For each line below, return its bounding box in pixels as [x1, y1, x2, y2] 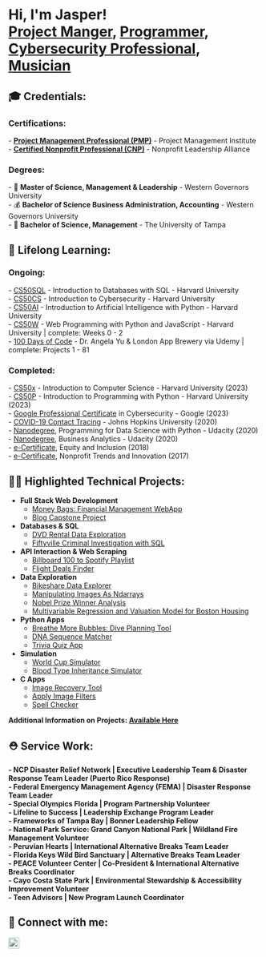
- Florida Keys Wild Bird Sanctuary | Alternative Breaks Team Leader [8, 850, 240, 859]
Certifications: [8, 118, 66, 129]
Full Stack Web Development [19, 495, 119, 505]
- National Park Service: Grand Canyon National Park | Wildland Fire [8, 824, 239, 834]
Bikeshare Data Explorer [31, 581, 112, 590]
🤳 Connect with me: [8, 915, 108, 930]
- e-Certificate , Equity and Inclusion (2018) [8, 443, 150, 452]
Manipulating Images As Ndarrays [31, 589, 144, 598]
